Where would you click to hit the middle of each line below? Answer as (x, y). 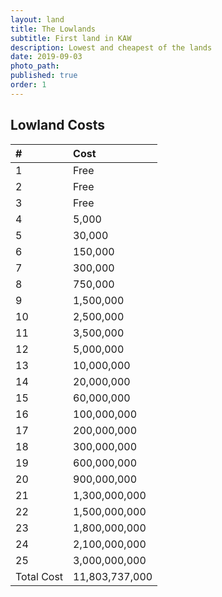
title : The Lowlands (53, 29)
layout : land (37, 19)
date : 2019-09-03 (46, 57)
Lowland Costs (57, 125)
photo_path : (35, 66)
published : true (44, 76)
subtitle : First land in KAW (71, 38)
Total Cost (39, 576)
